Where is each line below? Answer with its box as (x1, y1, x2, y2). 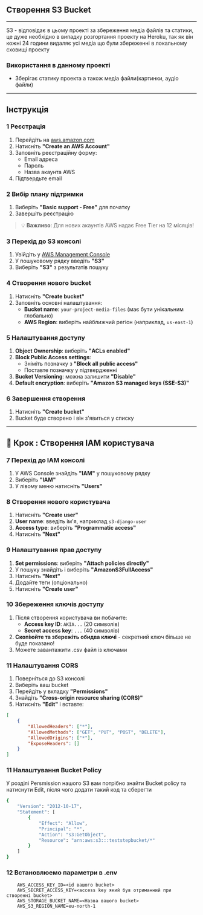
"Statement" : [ (17, 809, 56, 815)
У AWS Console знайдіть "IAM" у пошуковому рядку (14, 469, 151, 477)
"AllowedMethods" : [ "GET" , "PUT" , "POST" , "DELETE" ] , (28, 729, 166, 735)
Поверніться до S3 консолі (14, 675, 85, 682)
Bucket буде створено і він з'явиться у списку (14, 414, 134, 422)
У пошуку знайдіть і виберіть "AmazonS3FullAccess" (14, 565, 153, 573)
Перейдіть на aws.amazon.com (14, 136, 95, 143)
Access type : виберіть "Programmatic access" (14, 524, 137, 532)
